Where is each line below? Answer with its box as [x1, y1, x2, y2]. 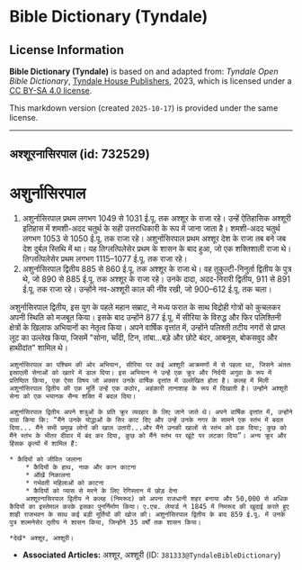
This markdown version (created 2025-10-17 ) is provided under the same [9, 103, 279, 113]
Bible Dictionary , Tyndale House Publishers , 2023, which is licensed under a [9, 76, 292, 86]
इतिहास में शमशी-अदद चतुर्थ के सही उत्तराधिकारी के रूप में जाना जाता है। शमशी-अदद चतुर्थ [22, 223, 280, 234]
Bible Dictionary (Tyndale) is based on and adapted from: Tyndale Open [9, 66, 279, 77]
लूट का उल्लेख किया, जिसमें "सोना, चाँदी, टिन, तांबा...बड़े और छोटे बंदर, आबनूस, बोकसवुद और [9, 332, 278, 343]
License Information [9, 42, 124, 58]
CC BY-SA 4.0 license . [9, 86, 93, 95]
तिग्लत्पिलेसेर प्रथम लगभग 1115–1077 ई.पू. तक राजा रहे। [22, 254, 188, 265]
